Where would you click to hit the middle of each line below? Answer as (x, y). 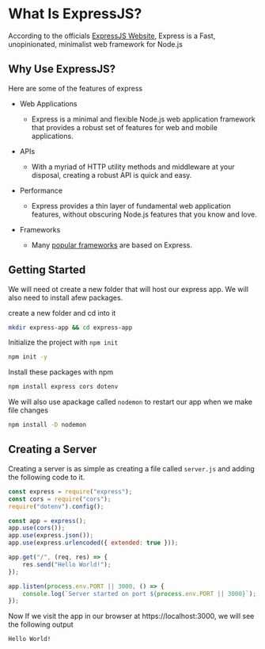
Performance (41, 190)
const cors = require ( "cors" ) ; (60, 499)
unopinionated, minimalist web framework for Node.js (96, 44)
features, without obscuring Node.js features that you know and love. (144, 214)
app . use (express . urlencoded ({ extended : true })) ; (93, 543)
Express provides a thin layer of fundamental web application (131, 205)
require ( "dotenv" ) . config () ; (56, 506)
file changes (28, 410)
